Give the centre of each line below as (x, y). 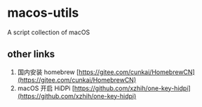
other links (31, 54)
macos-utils (43, 13)
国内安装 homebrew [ (48, 72)
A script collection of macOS (49, 32)
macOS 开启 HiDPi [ (46, 88)
